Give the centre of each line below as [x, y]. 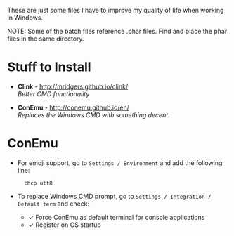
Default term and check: [53, 204]
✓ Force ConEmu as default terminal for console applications [116, 217]
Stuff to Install [49, 67]
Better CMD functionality [53, 93]
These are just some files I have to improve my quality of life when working [116, 10]
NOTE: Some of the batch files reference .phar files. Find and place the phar [117, 31]
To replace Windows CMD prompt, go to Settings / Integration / [114, 196]
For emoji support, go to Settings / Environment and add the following [120, 163]
